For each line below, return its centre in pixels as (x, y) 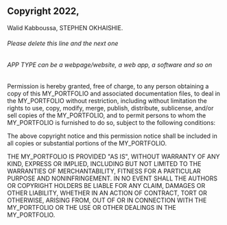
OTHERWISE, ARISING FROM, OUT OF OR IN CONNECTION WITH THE (107, 200)
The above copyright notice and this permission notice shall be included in (112, 136)
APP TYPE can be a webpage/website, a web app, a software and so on (110, 65)
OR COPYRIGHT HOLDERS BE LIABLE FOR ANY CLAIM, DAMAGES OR (106, 185)
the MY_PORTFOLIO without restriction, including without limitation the (107, 100)
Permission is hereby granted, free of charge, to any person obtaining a (108, 86)
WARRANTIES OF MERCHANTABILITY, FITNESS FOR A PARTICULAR (104, 171)
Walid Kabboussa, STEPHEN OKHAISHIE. (65, 27)
